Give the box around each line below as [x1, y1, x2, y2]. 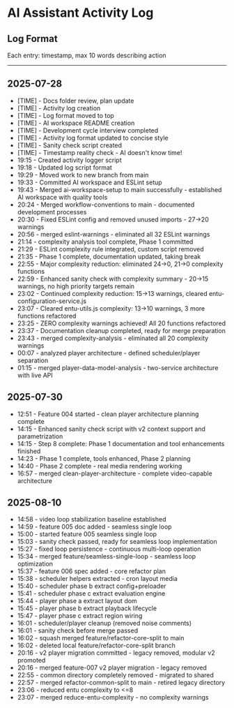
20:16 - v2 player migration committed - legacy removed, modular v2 [17, 649, 215, 657]
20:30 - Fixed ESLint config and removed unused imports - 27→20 [17, 215, 209, 223]
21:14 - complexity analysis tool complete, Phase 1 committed [17, 237, 194, 246]
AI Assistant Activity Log [7, 5, 154, 21]
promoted [17, 656, 46, 665]
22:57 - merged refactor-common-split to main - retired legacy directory [17, 679, 226, 687]
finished [17, 447, 41, 455]
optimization [17, 560, 54, 568]
